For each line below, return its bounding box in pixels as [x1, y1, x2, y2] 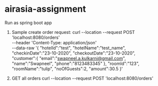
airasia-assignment [4, 3, 86, 15]
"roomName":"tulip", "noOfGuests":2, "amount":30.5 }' [11, 65, 123, 72]
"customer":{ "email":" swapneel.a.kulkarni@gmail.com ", [11, 55, 126, 61]
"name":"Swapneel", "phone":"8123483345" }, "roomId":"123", [11, 60, 140, 66]
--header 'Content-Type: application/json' [11, 39, 97, 45]
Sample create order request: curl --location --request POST [11, 29, 135, 35]
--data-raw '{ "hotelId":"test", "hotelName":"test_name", [11, 45, 126, 51]
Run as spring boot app [4, 20, 52, 26]
